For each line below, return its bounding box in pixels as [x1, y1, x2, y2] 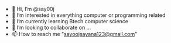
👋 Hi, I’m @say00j [11, 6, 54, 12]
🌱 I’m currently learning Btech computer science [11, 18, 129, 24]
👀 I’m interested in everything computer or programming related [11, 12, 166, 19]
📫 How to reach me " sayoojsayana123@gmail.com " [11, 31, 138, 37]
